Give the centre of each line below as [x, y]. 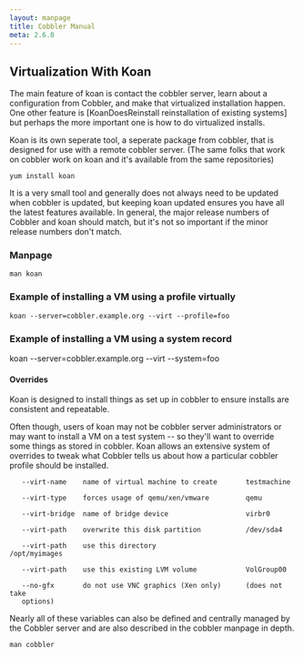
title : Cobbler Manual [52, 26]
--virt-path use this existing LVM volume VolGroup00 [154, 570]
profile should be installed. [59, 466]
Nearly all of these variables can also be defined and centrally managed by [150, 619]
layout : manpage [40, 18]
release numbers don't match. [66, 232]
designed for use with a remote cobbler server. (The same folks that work [147, 150]
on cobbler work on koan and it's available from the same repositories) [142, 159]
